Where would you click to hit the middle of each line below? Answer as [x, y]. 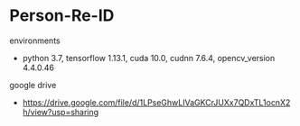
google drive [33, 85]
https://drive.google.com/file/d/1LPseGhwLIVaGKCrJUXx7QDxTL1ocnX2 [156, 102]
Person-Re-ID [62, 16]
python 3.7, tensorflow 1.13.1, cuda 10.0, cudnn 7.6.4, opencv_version [149, 58]
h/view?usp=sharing [61, 112]
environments [35, 40]
